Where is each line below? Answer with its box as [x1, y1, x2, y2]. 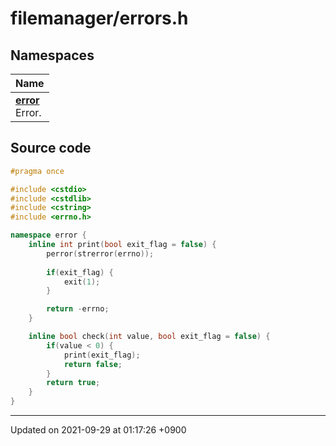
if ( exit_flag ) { [46, 267, 114, 277]
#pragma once [10, 166, 65, 176]
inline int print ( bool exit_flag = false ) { [28, 240, 217, 250]
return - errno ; [46, 304, 110, 314]
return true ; [46, 378, 101, 388]
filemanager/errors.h [10, 7, 189, 30]
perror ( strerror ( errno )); [46, 248, 155, 259]
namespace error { [10, 230, 87, 241]
